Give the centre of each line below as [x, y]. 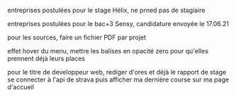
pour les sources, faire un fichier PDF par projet [77, 37]
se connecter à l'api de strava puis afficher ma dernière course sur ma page [118, 79]
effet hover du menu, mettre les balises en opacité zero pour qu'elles [108, 51]
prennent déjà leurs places [46, 58]
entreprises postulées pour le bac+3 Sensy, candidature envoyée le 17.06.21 [118, 24]
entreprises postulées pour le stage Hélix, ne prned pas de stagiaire [106, 10]
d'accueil [21, 87]
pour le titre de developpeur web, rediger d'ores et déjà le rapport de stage [117, 72]
